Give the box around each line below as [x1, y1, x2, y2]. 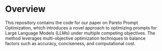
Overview [5, 3, 46, 15]
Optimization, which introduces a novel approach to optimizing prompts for [5, 25, 157, 30]
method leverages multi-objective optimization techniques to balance [5, 35, 146, 41]
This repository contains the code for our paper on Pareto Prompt [5, 20, 138, 25]
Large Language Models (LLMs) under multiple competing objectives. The [5, 30, 156, 36]
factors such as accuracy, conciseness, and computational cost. [5, 40, 136, 46]
